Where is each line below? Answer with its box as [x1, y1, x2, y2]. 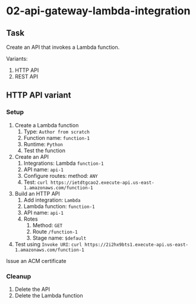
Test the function [23, 147, 65, 154]
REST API [14, 73, 39, 80]
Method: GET [32, 221, 63, 228]
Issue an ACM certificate [6, 257, 67, 264]
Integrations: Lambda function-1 [23, 159, 104, 167]
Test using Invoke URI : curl [14, 240, 82, 247]
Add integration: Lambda [23, 196, 81, 203]
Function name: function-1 [23, 134, 90, 141]
